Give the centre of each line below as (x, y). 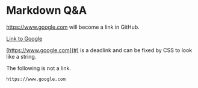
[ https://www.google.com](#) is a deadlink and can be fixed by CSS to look (99, 50)
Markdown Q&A (47, 10)
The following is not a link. (39, 68)
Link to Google (24, 38)
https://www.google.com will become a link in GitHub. (73, 27)
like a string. (21, 56)
